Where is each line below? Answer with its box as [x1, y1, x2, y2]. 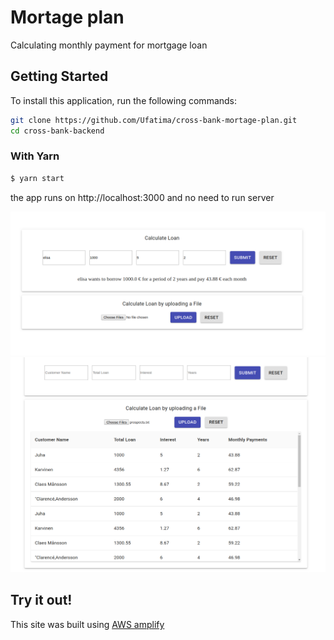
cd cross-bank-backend [10, 126, 105, 136]
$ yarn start [10, 173, 65, 183]
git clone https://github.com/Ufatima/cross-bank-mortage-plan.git [10, 115, 298, 125]
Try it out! [10, 592, 73, 609]
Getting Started [10, 68, 109, 85]
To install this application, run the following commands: [10, 94, 238, 106]
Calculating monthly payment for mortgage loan [10, 39, 208, 51]
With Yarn [10, 149, 60, 163]
